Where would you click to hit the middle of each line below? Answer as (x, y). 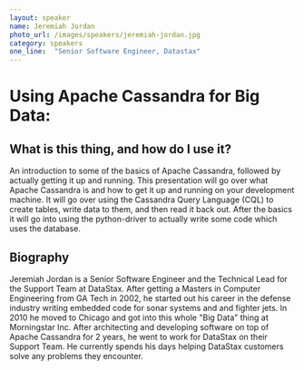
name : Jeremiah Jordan (52, 26)
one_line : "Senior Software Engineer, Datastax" (105, 52)
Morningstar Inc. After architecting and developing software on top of (139, 326)
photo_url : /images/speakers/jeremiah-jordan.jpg (105, 34)
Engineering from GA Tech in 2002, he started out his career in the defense (150, 298)
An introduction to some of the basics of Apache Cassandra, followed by (145, 171)
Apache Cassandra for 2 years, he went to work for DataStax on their (138, 336)
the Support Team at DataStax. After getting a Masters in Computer (135, 288)
